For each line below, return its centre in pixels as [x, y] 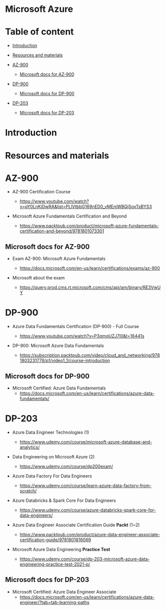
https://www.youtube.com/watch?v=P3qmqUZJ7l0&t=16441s [82, 336]
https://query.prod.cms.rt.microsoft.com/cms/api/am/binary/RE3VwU [90, 287]
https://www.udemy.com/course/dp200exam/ [66, 466]
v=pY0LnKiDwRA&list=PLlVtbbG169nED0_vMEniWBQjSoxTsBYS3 [86, 207]
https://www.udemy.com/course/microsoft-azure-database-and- [86, 442]
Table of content [40, 32]
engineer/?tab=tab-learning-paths [55, 602]
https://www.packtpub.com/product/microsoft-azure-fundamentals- [89, 226]
